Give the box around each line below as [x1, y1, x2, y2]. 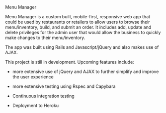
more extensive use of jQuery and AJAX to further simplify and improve [12, 69, 159, 75]
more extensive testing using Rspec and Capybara [12, 83, 116, 89]
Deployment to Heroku [12, 103, 59, 108]
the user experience [12, 74, 54, 79]
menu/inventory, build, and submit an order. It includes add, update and [5, 24, 152, 30]
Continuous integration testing [12, 93, 75, 99]
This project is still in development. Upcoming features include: [5, 59, 134, 65]
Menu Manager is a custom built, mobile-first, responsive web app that [5, 14, 151, 19]
